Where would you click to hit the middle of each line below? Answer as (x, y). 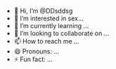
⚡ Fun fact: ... (33, 59)
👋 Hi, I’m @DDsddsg (43, 11)
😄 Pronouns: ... (37, 51)
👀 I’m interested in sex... (49, 18)
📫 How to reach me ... (46, 41)
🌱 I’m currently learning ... (51, 26)
